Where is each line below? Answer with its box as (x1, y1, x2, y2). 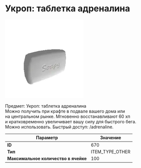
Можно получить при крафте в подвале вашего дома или (5, 108, 125, 114)
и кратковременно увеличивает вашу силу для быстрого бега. (5, 118, 137, 124)
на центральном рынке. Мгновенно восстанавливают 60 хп (5, 113, 131, 119)
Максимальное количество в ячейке (7, 156, 87, 162)
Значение (100, 135, 121, 140)
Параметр (36, 135, 58, 140)
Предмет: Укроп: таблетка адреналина (5, 103, 87, 109)
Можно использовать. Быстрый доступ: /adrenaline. (5, 124, 114, 130)
